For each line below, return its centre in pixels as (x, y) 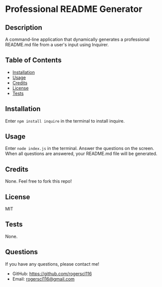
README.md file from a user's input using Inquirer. (57, 45)
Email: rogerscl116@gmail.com (43, 279)
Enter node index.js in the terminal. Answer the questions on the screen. (80, 148)
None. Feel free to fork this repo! (39, 181)
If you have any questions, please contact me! (52, 264)
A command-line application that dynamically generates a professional (78, 39)
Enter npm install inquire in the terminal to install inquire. (65, 121)
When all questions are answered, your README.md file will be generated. (81, 154)
